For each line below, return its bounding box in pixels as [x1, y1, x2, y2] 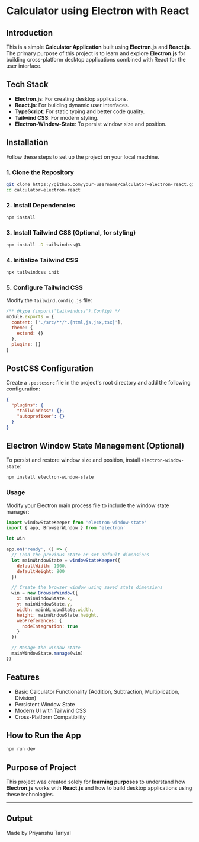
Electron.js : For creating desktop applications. [14, 95, 129, 102]
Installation [6, 137, 49, 148]
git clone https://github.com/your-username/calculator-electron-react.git [6, 181, 197, 187]
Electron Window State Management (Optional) [6, 440, 185, 451]
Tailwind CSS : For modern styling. [14, 114, 99, 121]
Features [6, 673, 40, 683]
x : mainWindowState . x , [17, 596, 73, 602]
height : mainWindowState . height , [17, 612, 99, 618]
